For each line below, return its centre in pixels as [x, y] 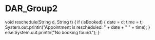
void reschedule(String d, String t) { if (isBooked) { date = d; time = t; [74, 22]
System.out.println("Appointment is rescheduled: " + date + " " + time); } [77, 27]
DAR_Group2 [31, 9]
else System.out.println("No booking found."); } [52, 32]
